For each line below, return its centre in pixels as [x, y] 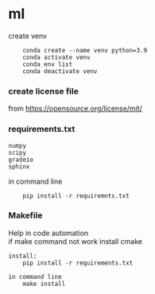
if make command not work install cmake [76, 241]
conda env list [48, 64]
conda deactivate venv [60, 71]
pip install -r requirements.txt [78, 263]
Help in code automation [48, 233]
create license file [44, 91]
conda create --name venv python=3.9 [85, 50]
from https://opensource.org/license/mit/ [76, 109]
